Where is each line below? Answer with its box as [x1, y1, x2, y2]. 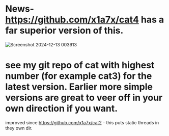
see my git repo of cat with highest [5, 60, 155, 71]
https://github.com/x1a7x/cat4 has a [5, 14, 164, 25]
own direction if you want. [5, 103, 118, 115]
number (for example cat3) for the [5, 70, 152, 82]
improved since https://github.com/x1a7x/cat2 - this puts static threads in [5, 119, 159, 125]
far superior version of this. [5, 25, 124, 36]
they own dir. [5, 125, 33, 131]
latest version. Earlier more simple [5, 81, 153, 93]
